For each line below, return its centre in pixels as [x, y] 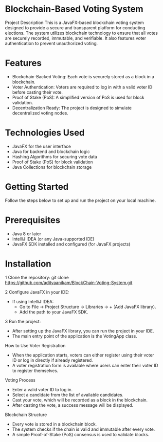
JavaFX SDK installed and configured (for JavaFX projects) [71, 244]
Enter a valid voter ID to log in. [42, 389]
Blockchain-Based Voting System [74, 9]
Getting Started [37, 187]
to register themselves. [35, 371]
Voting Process [20, 380]
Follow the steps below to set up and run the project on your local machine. [81, 200]
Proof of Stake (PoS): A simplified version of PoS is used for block [78, 97]
